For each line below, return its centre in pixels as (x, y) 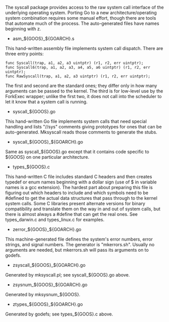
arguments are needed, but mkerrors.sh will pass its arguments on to (77, 250)
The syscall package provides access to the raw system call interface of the (85, 7)
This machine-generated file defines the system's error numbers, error (79, 239)
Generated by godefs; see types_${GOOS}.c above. (59, 314)
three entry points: (25, 54)
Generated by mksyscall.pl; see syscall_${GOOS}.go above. (68, 275)
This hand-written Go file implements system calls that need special (76, 121)
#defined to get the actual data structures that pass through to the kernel (81, 198)
